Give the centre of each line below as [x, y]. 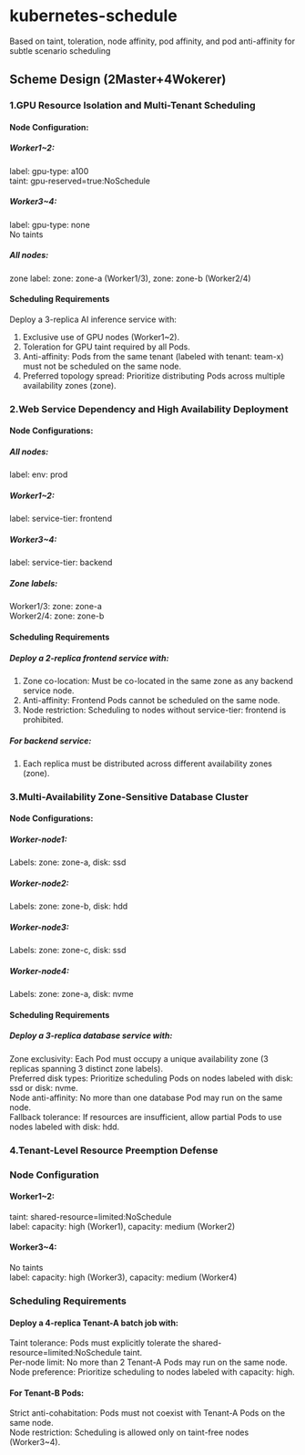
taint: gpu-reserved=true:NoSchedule [80, 181]
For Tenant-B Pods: [47, 1393]
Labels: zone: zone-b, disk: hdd [69, 906]
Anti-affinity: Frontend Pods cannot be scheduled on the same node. [151, 700]
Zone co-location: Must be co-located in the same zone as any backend [158, 681]
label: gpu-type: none [50, 224]
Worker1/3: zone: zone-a [56, 607]
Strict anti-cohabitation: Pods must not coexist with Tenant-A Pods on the [147, 1413]
